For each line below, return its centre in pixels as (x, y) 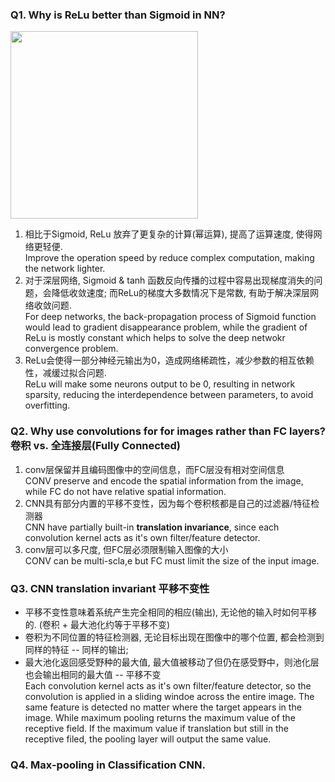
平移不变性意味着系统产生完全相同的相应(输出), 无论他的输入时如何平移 (170, 612)
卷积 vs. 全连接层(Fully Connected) (95, 446)
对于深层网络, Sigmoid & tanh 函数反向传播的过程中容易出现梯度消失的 (169, 280)
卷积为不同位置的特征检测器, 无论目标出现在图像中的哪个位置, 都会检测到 (174, 637)
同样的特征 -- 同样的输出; (76, 649)
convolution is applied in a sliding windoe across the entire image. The (169, 696)
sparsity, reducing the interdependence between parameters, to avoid (169, 395)
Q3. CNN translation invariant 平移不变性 (110, 588)
